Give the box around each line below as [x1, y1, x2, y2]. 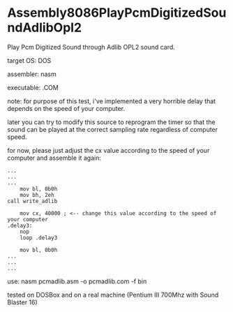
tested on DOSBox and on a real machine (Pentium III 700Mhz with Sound [7, 290, 219, 299]
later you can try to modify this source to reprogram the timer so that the [7, 117, 216, 126]
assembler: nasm [7, 70, 57, 78]
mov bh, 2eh [20, 191, 54, 198]
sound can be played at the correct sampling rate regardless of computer [7, 125, 218, 133]
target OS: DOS [7, 56, 52, 64]
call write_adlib [7, 198, 58, 205]
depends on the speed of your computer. [7, 104, 126, 112]
